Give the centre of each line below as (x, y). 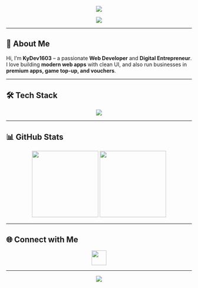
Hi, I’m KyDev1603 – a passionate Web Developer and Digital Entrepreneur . (99, 58)
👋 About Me (28, 44)
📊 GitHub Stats (35, 137)
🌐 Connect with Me (42, 239)
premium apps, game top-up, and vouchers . (61, 70)
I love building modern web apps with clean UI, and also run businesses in (97, 64)
